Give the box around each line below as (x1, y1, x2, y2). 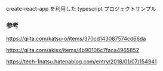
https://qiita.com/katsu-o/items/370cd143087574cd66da (6, 35, 146, 43)
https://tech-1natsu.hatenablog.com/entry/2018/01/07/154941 (6, 58, 157, 65)
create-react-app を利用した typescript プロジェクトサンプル (6, 5, 156, 12)
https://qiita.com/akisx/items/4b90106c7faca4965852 (6, 47, 140, 54)
